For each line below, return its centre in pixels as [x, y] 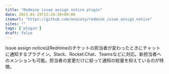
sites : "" [16, 24]
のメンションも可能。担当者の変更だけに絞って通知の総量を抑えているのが [82, 60]
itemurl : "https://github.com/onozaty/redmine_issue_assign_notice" [79, 19]
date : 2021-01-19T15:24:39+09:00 [40, 14]
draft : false [19, 33]
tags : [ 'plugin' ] [23, 28]
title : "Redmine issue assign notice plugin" [54, 10]
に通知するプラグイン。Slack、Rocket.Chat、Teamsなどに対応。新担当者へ [83, 54]
